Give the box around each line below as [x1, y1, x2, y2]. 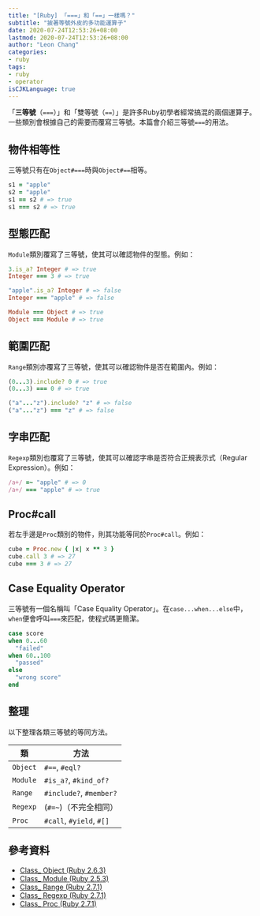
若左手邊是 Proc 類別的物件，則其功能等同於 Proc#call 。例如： [8, 530, 206, 539]
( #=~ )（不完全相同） [44, 801, 118, 813]
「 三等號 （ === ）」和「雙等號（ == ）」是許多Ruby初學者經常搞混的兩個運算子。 [8, 107, 257, 117]
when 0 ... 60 [8, 636, 47, 644]
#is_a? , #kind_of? [44, 775, 110, 786]
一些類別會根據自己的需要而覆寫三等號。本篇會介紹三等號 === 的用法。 [8, 118, 233, 127]
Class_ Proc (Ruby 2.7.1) [19, 899, 97, 908]
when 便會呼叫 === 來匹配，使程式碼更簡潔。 [8, 614, 144, 623]
